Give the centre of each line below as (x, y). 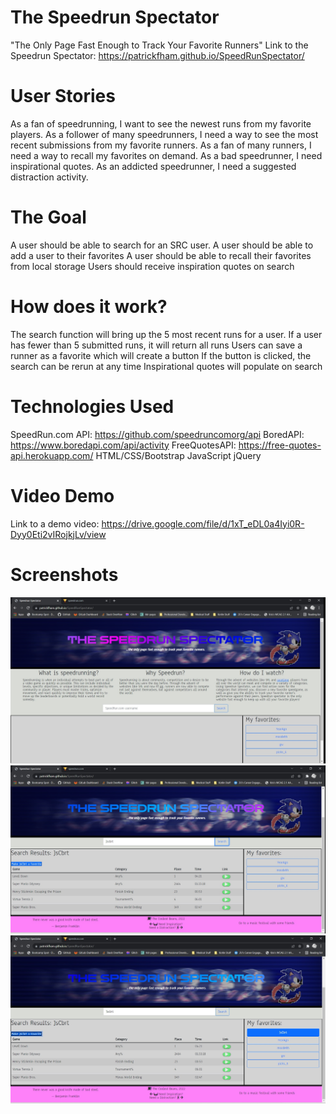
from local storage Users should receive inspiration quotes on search (152, 266)
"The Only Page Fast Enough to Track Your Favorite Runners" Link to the (159, 45)
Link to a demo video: (55, 523)
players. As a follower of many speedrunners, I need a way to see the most (164, 134)
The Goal (48, 217)
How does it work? (89, 307)
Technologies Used (92, 406)
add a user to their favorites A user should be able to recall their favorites (161, 255)
